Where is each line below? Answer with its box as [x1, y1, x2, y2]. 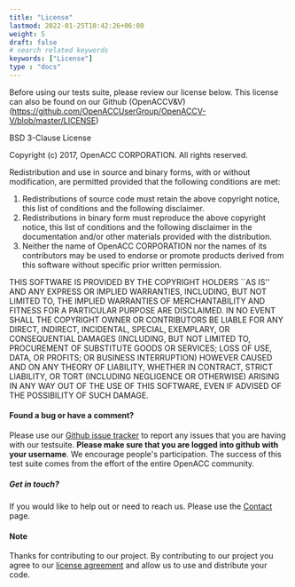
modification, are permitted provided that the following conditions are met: [9, 176, 281, 186]
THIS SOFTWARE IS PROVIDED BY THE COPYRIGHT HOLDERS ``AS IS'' [9, 276, 270, 287]
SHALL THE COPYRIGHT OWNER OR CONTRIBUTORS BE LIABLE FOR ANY [9, 314, 283, 325]
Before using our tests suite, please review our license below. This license [9, 86, 279, 98]
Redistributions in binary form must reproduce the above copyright [21, 212, 266, 223]
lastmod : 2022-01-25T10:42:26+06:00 [9, 21, 144, 30]
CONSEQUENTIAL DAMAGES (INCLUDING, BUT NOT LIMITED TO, [9, 333, 251, 344]
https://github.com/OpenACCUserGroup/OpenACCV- [12, 106, 206, 116]
